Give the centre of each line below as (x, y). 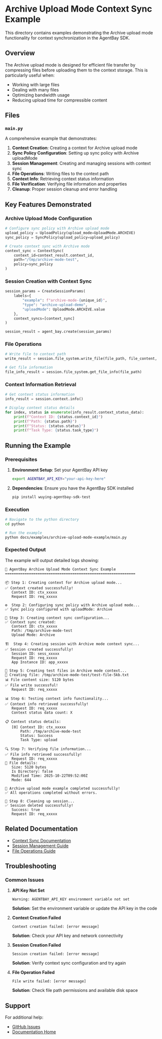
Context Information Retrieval (41, 384)
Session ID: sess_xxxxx (35, 654)
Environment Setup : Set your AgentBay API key (60, 470)
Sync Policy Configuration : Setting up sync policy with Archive (75, 153)
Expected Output (25, 550)
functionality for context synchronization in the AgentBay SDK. (67, 38)
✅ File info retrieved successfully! (44, 754)
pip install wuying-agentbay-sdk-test (51, 497)
